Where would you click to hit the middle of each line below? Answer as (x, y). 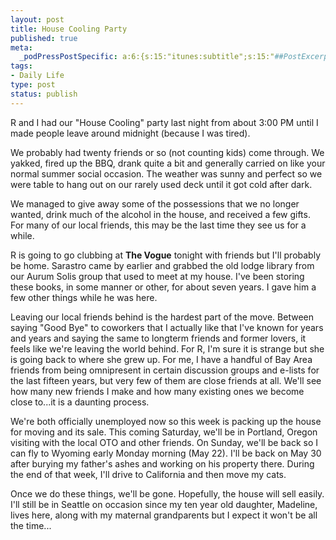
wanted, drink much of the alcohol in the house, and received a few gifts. (160, 214)
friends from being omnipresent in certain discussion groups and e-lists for (165, 370)
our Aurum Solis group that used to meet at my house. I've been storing (157, 276)
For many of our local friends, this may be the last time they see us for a (158, 225)
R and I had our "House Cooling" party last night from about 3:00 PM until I (164, 122)
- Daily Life (37, 76)
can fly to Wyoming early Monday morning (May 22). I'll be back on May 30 (166, 453)
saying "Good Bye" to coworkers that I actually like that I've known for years (167, 327)
